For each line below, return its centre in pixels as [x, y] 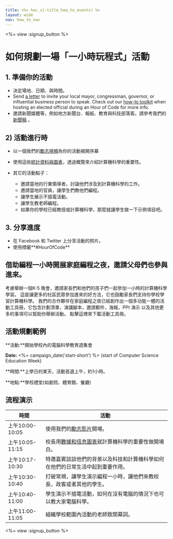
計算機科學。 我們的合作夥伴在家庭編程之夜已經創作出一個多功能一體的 [85, 301]
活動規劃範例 [26, 332]
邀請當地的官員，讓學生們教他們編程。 [61, 190]
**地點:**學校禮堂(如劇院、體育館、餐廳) [48, 382]
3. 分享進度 [23, 227]
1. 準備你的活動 [29, 77]
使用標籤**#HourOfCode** [41, 247]
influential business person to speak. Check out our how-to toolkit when [89, 102]
